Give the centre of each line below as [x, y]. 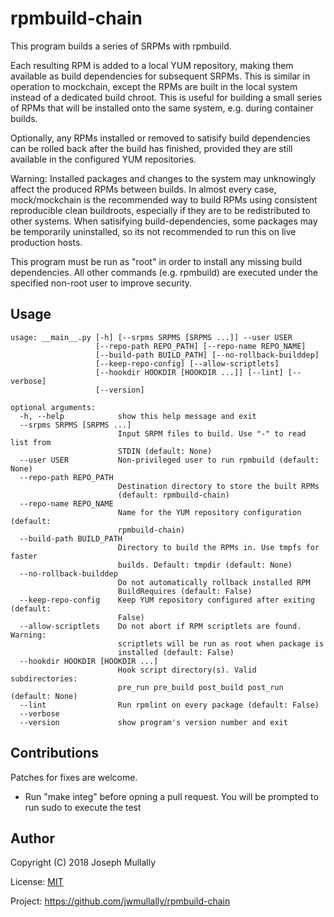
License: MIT [37, 882]
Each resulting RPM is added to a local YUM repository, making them [152, 65]
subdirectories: [44, 678]
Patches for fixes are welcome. [74, 777]
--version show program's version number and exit [153, 722]
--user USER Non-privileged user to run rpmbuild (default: [169, 460]
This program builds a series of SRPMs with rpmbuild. [121, 46]
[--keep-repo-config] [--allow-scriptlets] [187, 363]
